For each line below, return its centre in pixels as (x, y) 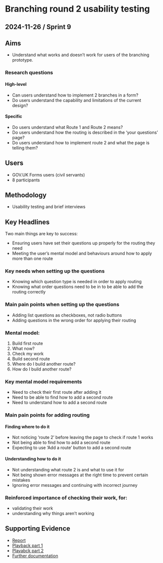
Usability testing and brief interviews (49, 207)
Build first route (27, 343)
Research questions (29, 73)
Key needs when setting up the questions (55, 271)
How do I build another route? (42, 369)
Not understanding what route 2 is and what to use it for (68, 469)
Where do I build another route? (44, 364)
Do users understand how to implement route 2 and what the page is (81, 143)
